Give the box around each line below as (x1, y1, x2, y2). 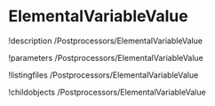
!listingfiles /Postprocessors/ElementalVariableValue (8, 69, 199, 80)
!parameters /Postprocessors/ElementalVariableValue (8, 52, 203, 63)
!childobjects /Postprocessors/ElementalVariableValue (8, 87, 206, 97)
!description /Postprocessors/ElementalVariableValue (8, 35, 203, 46)
